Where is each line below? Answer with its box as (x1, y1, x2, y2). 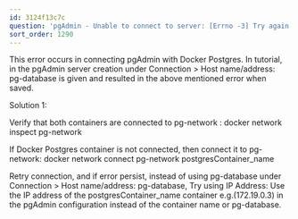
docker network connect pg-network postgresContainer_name (43, 154, 275, 164)
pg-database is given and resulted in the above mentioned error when (9, 73, 267, 84)
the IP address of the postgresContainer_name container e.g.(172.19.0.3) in (9, 190, 284, 201)
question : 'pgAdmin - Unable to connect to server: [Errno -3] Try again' (9, 21, 294, 30)
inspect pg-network (9, 127, 82, 138)
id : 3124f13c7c (9, 13, 66, 22)
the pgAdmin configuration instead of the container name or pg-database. (9, 199, 282, 210)
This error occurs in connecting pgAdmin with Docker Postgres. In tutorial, (9, 55, 283, 65)
